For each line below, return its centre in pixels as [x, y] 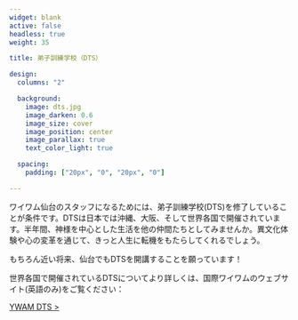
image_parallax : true [65, 140]
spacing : [33, 164]
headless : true [37, 34]
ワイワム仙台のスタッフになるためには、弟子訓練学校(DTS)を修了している [145, 206]
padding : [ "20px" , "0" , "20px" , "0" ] [95, 172]
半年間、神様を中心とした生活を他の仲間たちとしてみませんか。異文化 [152, 228]
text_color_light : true [69, 148]
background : [40, 99]
